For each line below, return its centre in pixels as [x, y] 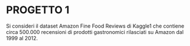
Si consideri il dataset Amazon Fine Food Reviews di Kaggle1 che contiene [95, 26]
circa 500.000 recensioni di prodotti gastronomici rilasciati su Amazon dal [95, 32]
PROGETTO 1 [38, 10]
